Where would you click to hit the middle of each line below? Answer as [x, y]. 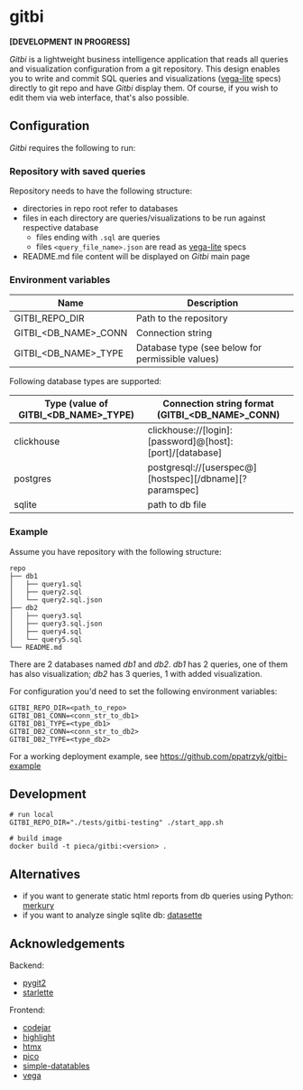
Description [213, 303]
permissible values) [178, 359]
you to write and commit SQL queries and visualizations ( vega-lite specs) [145, 78]
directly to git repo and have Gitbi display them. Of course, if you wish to [144, 88]
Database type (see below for [199, 348]
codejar [37, 1028]
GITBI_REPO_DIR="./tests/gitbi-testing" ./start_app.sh [116, 823]
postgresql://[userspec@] [202, 467]
